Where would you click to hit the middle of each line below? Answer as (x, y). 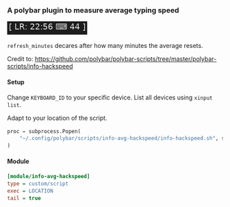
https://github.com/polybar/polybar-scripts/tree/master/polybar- (126, 59)
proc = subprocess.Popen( (44, 131)
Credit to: (20, 59)
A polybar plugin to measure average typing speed (93, 10)
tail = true (24, 198)
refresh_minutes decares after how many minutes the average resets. (105, 46)
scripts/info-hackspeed (40, 66)
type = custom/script (38, 184)
